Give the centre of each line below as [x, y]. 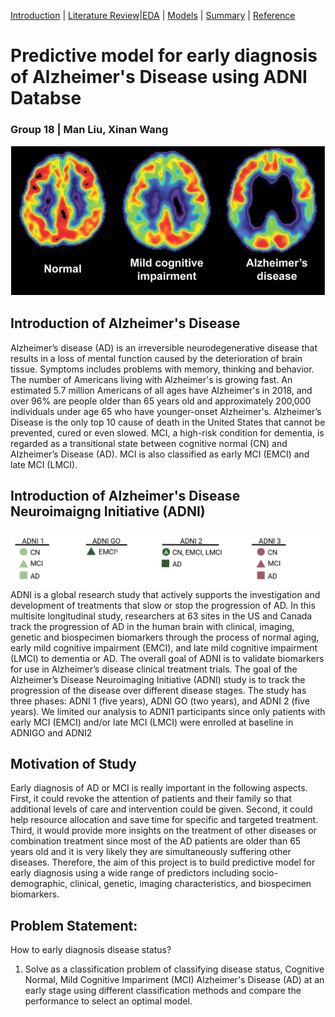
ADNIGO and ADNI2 [51, 732]
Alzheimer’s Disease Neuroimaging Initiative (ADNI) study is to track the [158, 679]
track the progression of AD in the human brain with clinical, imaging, [152, 626]
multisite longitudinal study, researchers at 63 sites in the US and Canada [161, 616]
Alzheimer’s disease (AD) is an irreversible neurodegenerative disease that [164, 347]
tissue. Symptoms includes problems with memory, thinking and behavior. [162, 369]
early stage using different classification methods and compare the [163, 991]
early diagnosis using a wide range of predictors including [130, 873]
